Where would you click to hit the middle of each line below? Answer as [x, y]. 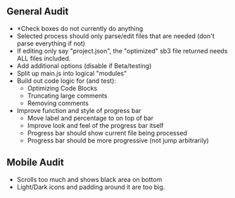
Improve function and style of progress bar [79, 110]
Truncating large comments [67, 95]
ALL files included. [44, 58]
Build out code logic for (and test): [66, 81]
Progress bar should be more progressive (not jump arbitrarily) [118, 140]
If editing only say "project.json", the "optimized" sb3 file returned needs [122, 51]
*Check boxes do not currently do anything [80, 28]
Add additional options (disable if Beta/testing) [84, 65]
